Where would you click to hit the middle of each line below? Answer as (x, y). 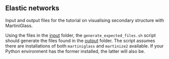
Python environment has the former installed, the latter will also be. (75, 51)
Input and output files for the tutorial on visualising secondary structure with (85, 20)
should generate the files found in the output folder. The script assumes (80, 40)
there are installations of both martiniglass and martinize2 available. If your (84, 46)
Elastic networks (32, 8)
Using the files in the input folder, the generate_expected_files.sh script (81, 35)
